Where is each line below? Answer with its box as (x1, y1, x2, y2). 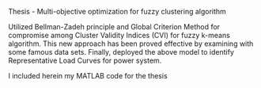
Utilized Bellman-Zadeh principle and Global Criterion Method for (8, 22, 220, 31)
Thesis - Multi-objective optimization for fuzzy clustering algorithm (8, 7, 227, 16)
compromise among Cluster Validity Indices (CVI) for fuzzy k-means (8, 31, 231, 40)
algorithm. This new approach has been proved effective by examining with (8, 39, 254, 48)
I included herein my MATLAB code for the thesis (8, 71, 168, 80)
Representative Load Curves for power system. (8, 55, 162, 65)
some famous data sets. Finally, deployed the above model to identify (8, 48, 235, 56)
